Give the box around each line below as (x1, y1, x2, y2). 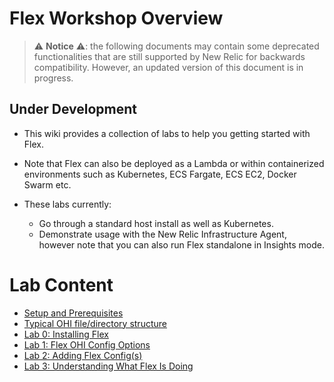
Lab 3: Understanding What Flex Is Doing (23, 360, 194, 372)
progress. (33, 72, 74, 84)
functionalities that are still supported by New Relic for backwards (33, 50, 306, 62)
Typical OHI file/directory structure (23, 317, 167, 329)
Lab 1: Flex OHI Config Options (23, 338, 151, 351)
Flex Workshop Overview (9, 7, 224, 30)
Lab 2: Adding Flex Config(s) (23, 349, 143, 361)
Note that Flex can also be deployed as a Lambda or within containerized (23, 157, 325, 169)
